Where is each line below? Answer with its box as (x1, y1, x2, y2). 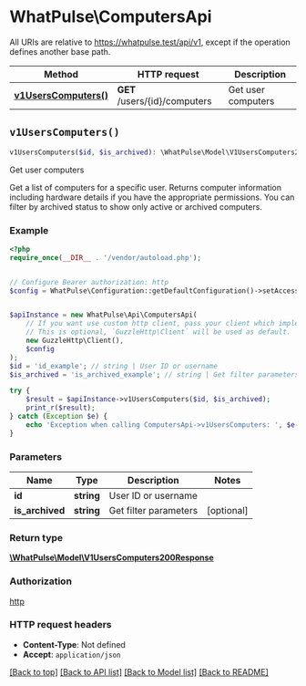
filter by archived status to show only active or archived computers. (9, 201, 262, 212)
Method (44, 68, 79, 80)
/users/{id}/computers (117, 94, 212, 107)
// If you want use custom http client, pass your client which (25, 319, 275, 328)
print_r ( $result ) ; (25, 403, 96, 412)
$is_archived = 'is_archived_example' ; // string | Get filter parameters (9, 369, 300, 379)
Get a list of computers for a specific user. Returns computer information (9, 182, 282, 192)
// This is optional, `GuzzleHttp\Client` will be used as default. (25, 327, 291, 337)
